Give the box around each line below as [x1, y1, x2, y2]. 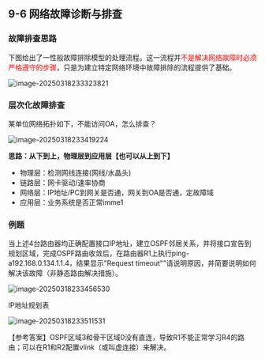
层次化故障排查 [8, 100, 65, 111]
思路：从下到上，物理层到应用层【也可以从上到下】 [8, 151, 174, 161]
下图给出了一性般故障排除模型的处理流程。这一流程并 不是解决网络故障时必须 [8, 52, 257, 62]
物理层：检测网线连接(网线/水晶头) [19, 168, 132, 177]
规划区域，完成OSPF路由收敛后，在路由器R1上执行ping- [8, 248, 189, 259]
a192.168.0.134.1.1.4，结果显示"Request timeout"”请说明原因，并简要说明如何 [8, 259, 256, 268]
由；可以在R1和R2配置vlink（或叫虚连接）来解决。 [8, 342, 171, 352]
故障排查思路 [8, 33, 58, 44]
